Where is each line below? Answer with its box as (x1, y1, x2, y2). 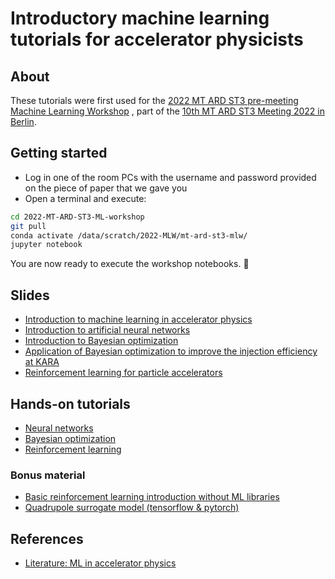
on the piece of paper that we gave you (24, 182, 188, 194)
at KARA (24, 356, 60, 368)
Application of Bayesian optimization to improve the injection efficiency (24, 345, 318, 357)
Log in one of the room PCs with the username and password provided (24, 171, 317, 183)
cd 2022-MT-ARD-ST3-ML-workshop (10, 212, 145, 222)
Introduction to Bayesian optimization (24, 335, 179, 347)
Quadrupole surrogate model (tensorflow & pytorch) (24, 502, 240, 514)
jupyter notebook (10, 240, 83, 250)
